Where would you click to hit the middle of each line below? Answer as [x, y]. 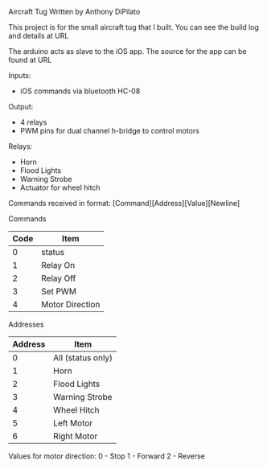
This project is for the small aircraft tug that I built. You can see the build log [134, 27]
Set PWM [59, 291]
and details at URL [39, 36]
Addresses [26, 324]
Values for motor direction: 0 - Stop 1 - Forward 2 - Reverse [107, 456]
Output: [21, 107]
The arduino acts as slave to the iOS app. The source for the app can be [127, 51]
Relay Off [59, 278]
